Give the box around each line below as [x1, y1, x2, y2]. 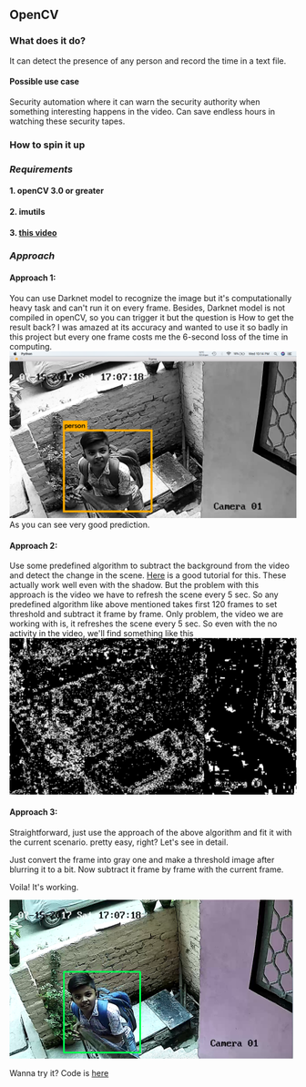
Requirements [9, 163, 73, 176]
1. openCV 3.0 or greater [9, 186, 105, 197]
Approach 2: [9, 540, 58, 551]
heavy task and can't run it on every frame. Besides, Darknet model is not [9, 302, 285, 313]
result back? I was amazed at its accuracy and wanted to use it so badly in [9, 321, 289, 332]
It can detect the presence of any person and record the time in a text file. [9, 55, 287, 66]
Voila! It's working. [9, 882, 79, 893]
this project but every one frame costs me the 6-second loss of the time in [9, 331, 289, 342]
